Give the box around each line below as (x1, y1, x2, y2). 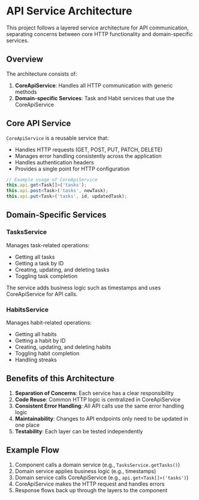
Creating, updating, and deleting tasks (14, 266, 110, 273)
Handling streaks (14, 356, 57, 364)
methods (14, 88, 37, 95)
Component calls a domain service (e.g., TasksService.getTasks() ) (14, 461, 180, 468)
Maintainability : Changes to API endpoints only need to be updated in (14, 415, 189, 422)
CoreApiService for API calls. (6, 290, 78, 298)
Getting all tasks (14, 253, 55, 261)
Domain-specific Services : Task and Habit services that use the (14, 94, 175, 101)
